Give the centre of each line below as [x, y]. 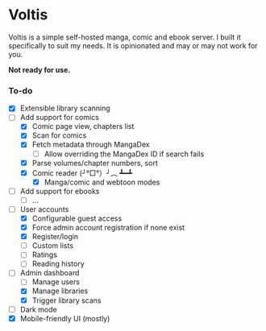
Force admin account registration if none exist [108, 228]
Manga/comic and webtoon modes [102, 182]
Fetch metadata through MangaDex [91, 145]
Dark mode [39, 309]
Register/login [55, 237]
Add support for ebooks [60, 191]
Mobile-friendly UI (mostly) [65, 318]
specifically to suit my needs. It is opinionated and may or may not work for [133, 45]
